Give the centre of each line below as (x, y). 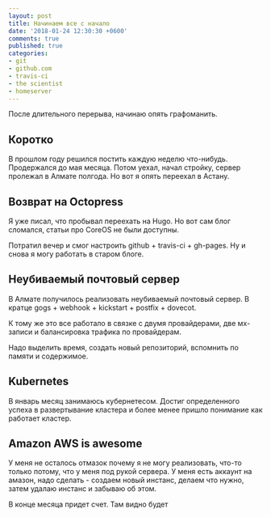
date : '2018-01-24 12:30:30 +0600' (68, 31)
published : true (35, 46)
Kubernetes (39, 381)
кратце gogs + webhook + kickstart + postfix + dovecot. (102, 307)
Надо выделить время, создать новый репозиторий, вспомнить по (124, 347)
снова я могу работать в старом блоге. (76, 254)
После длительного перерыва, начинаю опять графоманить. (113, 114)
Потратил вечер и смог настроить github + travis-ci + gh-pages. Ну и (127, 245)
